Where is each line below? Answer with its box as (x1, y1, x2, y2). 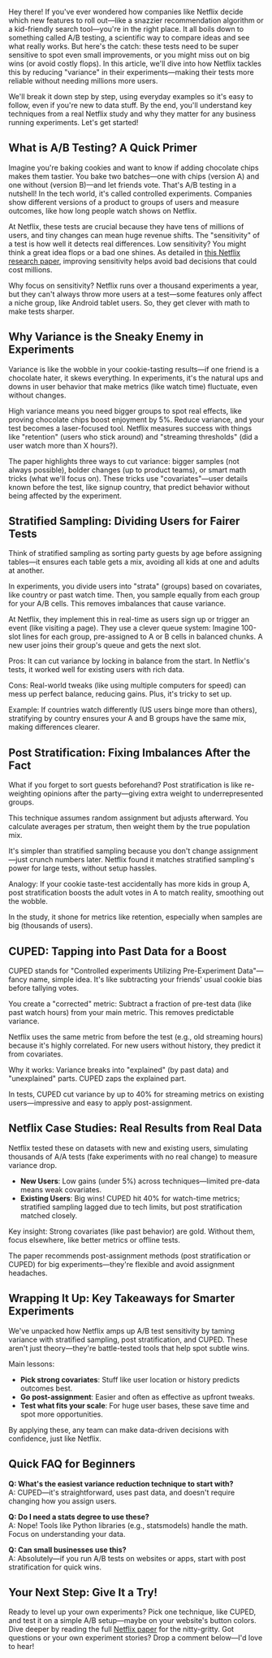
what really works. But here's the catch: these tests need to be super (8, 41, 240, 51)
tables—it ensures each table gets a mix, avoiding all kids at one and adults (8, 557, 260, 567)
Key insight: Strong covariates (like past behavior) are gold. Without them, (8, 1226, 256, 1236)
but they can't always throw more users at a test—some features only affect (8, 289, 262, 299)
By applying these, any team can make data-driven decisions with (8, 1425, 229, 1434)
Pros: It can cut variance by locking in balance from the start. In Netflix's (8, 656, 250, 666)
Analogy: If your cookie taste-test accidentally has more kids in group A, (8, 879, 250, 889)
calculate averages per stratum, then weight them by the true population (8, 822, 250, 831)
